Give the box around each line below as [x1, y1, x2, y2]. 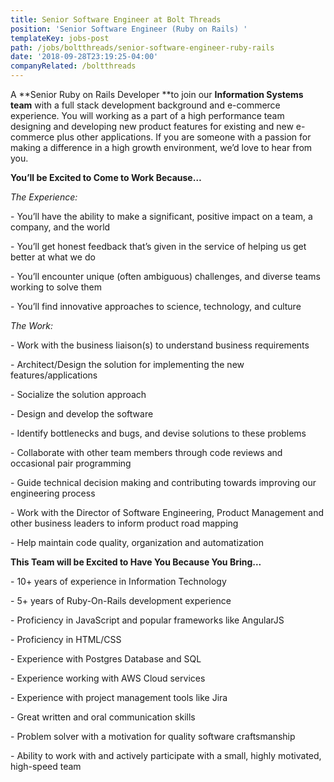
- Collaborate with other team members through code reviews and [10, 447, 283, 458]
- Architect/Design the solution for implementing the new [10, 359, 245, 370]
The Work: [10, 320, 54, 331]
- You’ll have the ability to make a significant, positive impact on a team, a [10, 211, 313, 222]
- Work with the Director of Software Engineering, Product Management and [10, 507, 325, 518]
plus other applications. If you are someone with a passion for [56, 131, 312, 143]
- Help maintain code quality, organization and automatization [10, 537, 265, 548]
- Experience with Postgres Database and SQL [10, 653, 202, 665]
